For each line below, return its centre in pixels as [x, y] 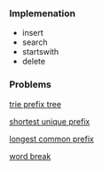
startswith [40, 52]
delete [34, 62]
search [35, 42]
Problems [30, 85]
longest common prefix [52, 139]
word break [30, 156]
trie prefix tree [36, 104]
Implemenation [43, 13]
